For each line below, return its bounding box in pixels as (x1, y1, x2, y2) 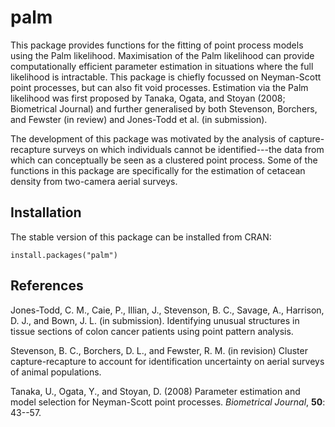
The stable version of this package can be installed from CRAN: (10, 231, 272, 243)
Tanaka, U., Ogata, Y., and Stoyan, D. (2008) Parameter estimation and (10, 385, 301, 397)
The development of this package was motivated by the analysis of (10, 132, 287, 145)
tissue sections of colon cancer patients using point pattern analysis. (10, 325, 294, 337)
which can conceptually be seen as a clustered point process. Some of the (10, 154, 318, 166)
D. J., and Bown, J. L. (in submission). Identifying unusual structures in (10, 314, 300, 326)
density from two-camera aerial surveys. (10, 175, 178, 187)
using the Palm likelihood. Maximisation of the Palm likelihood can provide (10, 49, 315, 61)
